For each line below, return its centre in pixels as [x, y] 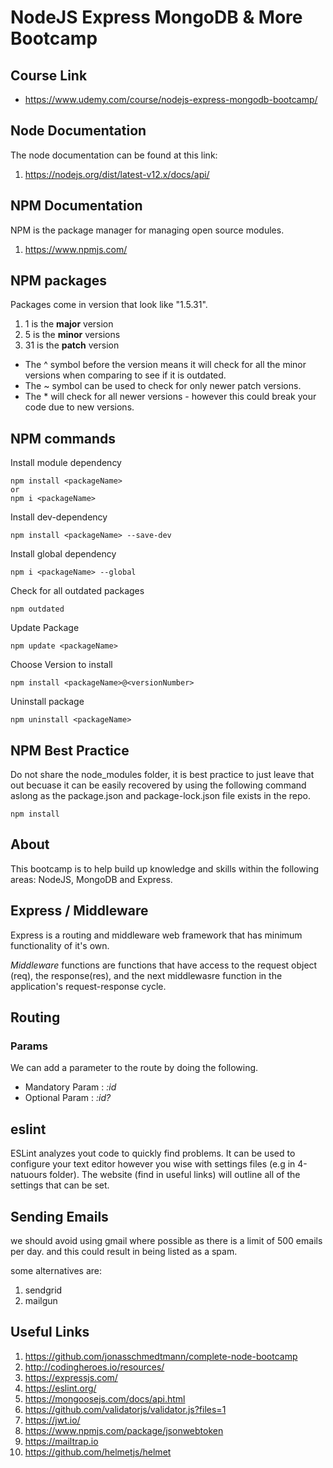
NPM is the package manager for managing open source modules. [147, 230]
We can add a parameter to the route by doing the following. [134, 1068]
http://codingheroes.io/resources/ [94, 1367]
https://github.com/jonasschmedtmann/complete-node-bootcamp [161, 1356]
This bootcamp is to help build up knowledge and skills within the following [165, 868]
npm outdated [37, 609]
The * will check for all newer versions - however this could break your [170, 397]
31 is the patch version [72, 345]
